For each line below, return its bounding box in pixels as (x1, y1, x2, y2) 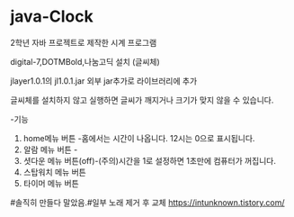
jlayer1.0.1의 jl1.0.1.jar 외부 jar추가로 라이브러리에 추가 (10, 75, 198, 86)
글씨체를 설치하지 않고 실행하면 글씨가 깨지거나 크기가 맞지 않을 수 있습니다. (10, 95, 274, 105)
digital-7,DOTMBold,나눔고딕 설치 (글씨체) (10, 56, 160, 67)
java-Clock (10, 6, 94, 27)
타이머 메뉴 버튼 (22, 177, 79, 188)
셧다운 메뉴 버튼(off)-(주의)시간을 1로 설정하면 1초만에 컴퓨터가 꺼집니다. (22, 155, 277, 166)
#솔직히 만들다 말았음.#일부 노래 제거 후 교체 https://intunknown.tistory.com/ (10, 196, 286, 208)
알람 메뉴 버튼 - (22, 144, 78, 155)
